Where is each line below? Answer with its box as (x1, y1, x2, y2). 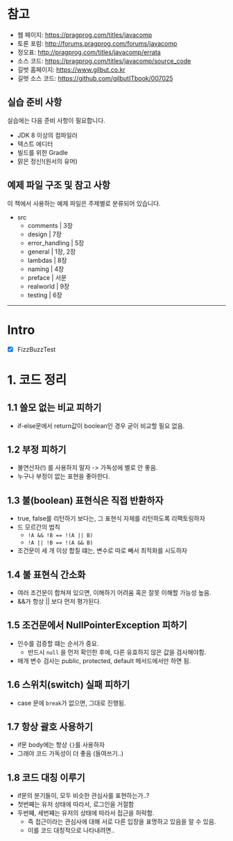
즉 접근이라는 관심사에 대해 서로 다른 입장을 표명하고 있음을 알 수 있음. (27, 817, 216, 826)
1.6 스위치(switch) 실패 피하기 (7, 679, 130, 691)
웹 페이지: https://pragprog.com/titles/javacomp (17, 31, 153, 39)
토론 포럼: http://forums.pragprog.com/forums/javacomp (17, 39, 178, 47)
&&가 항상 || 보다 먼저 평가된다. (17, 597, 102, 605)
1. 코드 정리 (7, 372, 67, 388)
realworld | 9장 (27, 282, 70, 291)
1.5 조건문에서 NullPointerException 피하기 (7, 619, 187, 631)
